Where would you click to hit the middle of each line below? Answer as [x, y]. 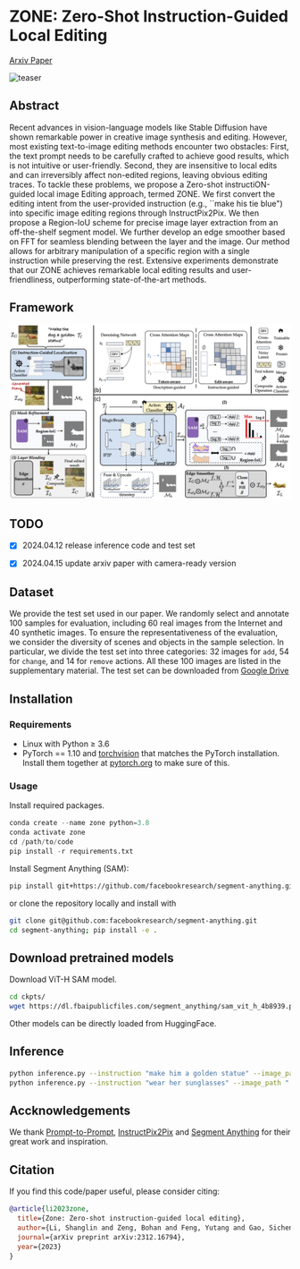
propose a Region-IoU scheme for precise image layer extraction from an [144, 222]
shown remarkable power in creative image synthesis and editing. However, [148, 137]
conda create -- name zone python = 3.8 [79, 823]
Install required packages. [57, 805]
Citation [32, 1170]
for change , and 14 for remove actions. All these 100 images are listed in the [145, 661]
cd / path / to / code [42, 842]
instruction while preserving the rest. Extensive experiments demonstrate [144, 260]
